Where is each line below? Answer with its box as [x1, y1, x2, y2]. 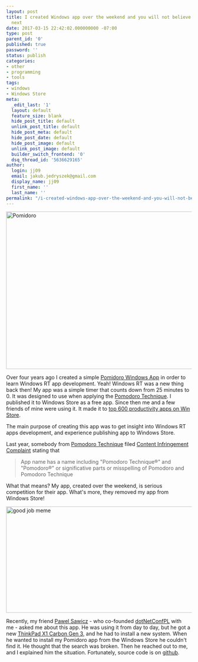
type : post [6, 31, 33, 37]
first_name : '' [11, 184, 49, 190]
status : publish [6, 53, 46, 58]
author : [6, 162, 25, 168]
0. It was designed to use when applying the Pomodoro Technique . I [6, 393, 171, 400]
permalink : [6, 195, 33, 201]
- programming [6, 69, 41, 75]
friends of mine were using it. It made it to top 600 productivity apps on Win [6, 405, 190, 412]
